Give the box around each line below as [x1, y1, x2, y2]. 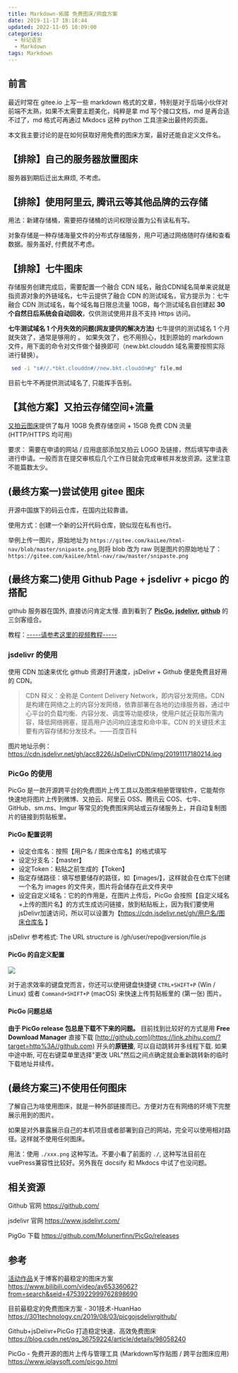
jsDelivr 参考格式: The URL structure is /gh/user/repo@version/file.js [8, 933, 207, 941]
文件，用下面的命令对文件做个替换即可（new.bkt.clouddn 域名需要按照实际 [8, 342, 225, 351]
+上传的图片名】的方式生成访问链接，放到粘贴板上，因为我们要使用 [18, 900, 215, 908]
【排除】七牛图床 [8, 262, 83, 274]
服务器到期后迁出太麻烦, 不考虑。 [8, 173, 105, 182]
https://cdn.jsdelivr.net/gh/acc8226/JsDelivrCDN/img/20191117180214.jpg [8, 749, 222, 758]
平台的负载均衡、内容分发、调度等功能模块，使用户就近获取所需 [31, 708, 218, 718]
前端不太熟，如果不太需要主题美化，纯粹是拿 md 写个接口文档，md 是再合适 [8, 107, 230, 115]
